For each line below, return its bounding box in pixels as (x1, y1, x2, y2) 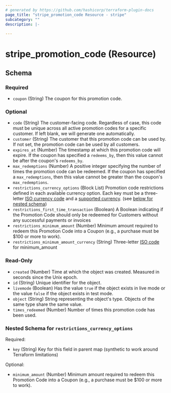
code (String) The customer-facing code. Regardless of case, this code (12, 120, 162, 126)
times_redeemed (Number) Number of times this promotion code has (12, 306, 155, 312)
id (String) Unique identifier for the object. (12, 279, 102, 285)
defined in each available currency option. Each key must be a (12, 190, 144, 196)
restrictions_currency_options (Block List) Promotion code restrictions (12, 185, 164, 191)
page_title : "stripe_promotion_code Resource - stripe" (5, 12, 127, 17)
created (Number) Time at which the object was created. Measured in (12, 269, 160, 275)
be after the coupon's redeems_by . (12, 158, 84, 164)
